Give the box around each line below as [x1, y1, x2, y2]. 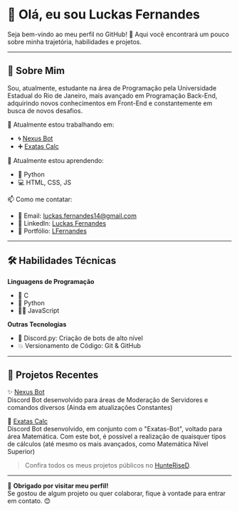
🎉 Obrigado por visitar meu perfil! [7, 482, 109, 490]
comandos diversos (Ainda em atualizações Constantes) [7, 404, 173, 412]
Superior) [7, 448, 36, 456]
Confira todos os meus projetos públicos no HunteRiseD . [24, 461, 191, 470]
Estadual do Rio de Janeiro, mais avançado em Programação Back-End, [7, 91, 218, 100]
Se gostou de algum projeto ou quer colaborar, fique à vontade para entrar [7, 489, 226, 497]
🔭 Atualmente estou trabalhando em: [7, 120, 115, 129]
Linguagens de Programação [7, 277, 95, 285]
